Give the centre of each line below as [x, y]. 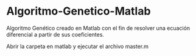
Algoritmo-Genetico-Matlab [79, 11]
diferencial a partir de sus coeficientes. [55, 34]
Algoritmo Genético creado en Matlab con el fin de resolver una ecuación [98, 28]
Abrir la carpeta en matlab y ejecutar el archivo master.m [78, 46]
